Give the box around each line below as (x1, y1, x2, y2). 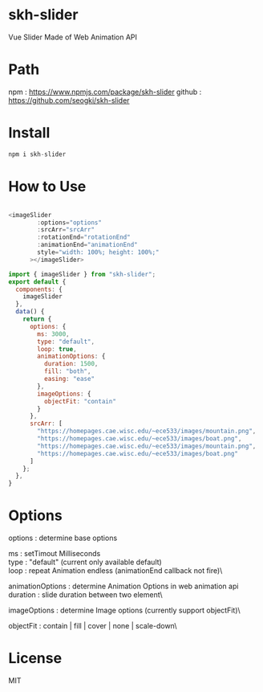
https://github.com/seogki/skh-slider (8, 95, 130, 105)
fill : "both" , (43, 367, 91, 375)
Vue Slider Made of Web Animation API (8, 32, 138, 42)
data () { (15, 308, 45, 316)
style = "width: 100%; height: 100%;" (37, 248, 160, 256)
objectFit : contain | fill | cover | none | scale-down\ (8, 621, 177, 631)
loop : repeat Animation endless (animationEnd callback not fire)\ (8, 566, 223, 575)
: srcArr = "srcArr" (37, 226, 95, 234)
